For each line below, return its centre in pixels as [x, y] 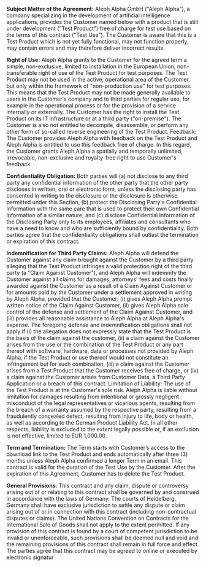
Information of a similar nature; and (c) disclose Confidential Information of [101, 215]
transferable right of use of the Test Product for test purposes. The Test [97, 73]
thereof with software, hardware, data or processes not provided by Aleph [100, 351]
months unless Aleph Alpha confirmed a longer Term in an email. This [94, 461]
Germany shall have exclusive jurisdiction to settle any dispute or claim [96, 505]
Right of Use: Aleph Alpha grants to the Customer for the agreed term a [97, 60]
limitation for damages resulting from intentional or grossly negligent [93, 396]
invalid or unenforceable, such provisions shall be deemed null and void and [102, 538]
